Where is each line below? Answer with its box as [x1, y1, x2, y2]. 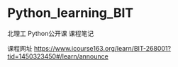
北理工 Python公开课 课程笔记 [7, 29, 94, 37]
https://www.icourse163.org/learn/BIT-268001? [33, 44, 172, 52]
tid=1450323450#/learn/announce [7, 51, 109, 61]
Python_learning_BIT [7, 5, 134, 21]
